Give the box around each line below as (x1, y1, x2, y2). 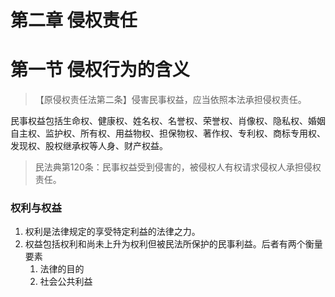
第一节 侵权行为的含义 (10, 59, 190, 81)
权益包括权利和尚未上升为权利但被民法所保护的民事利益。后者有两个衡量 (24, 238, 323, 250)
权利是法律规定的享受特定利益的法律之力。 (24, 226, 201, 238)
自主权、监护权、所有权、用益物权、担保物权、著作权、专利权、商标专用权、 (10, 127, 326, 140)
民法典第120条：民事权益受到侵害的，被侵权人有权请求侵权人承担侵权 (34, 161, 322, 173)
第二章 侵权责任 (10, 9, 138, 32)
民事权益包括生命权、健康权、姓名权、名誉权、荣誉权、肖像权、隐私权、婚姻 (10, 115, 326, 127)
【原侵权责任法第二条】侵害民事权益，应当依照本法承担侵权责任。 (34, 94, 307, 106)
